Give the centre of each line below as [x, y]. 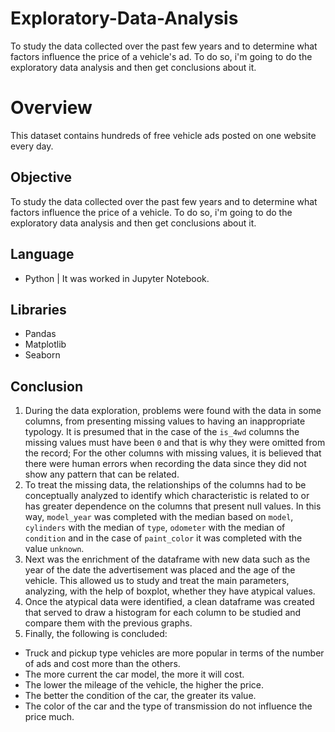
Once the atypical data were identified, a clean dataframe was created [169, 602]
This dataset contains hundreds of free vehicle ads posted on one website [163, 135]
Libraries [38, 309]
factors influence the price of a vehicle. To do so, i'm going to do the [151, 212]
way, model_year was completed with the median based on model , [159, 517]
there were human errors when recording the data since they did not [165, 464]
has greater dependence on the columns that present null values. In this [173, 506]
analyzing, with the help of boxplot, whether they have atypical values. [170, 591]
